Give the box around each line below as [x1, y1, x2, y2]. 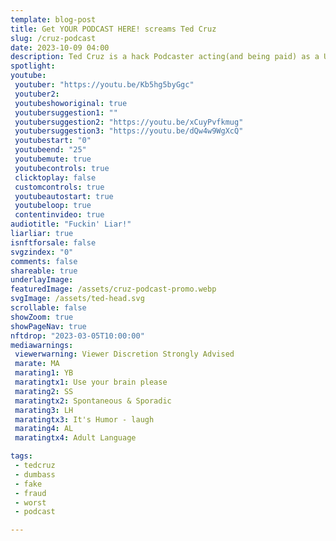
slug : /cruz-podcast [10, 33, 97, 43]
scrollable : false [10, 303, 87, 313]
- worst [14, 497, 47, 508]
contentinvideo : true [14, 210, 105, 220]
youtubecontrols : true [14, 163, 110, 173]
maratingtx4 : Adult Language [14, 433, 137, 443]
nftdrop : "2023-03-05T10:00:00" [10, 331, 145, 341]
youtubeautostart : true [14, 191, 114, 201]
